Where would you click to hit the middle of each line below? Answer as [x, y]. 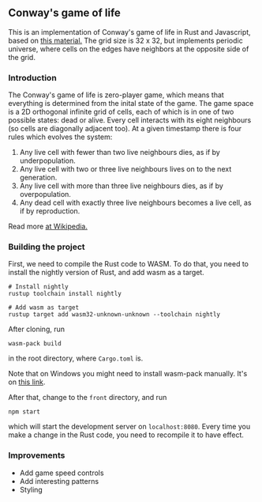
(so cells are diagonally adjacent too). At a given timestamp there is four [125, 129]
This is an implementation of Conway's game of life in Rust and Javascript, [129, 32]
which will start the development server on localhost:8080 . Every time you [129, 427]
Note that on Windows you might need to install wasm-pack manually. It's [128, 374]
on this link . [27, 382]
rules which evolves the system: [60, 137]
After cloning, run [37, 329]
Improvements [37, 455]
